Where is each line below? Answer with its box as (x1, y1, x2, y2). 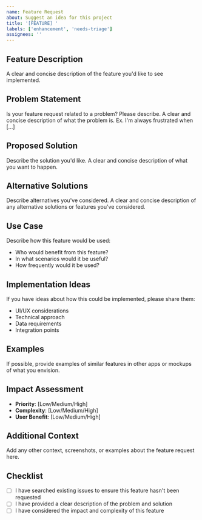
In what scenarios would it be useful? (15, 255, 109, 263)
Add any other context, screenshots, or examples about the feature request (6, 447, 195, 454)
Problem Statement (6, 94, 81, 104)
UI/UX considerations (15, 307, 69, 314)
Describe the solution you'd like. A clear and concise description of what (6, 157, 188, 164)
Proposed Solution (6, 141, 78, 151)
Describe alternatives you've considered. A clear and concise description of (6, 197, 197, 204)
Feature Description (6, 54, 83, 64)
